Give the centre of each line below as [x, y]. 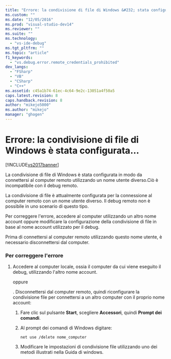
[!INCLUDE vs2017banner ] [32, 164]
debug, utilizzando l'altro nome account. [55, 272]
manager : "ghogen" [25, 115]
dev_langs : [17, 67]
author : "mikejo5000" [28, 105]
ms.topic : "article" [27, 53]
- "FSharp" [21, 72]
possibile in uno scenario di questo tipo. [47, 206]
